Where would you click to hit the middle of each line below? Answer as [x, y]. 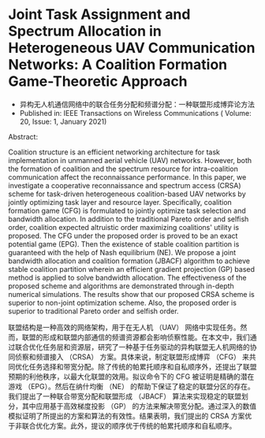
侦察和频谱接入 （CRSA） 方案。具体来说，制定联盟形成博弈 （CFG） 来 [132, 357]
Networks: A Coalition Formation [118, 65]
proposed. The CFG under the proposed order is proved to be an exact [123, 236]
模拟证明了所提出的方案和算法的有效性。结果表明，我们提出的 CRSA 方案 [127, 416]
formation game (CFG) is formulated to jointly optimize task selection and [127, 210]
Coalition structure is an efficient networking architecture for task [114, 152]
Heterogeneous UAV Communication [132, 48]
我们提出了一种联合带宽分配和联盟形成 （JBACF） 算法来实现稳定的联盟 [125, 396]
